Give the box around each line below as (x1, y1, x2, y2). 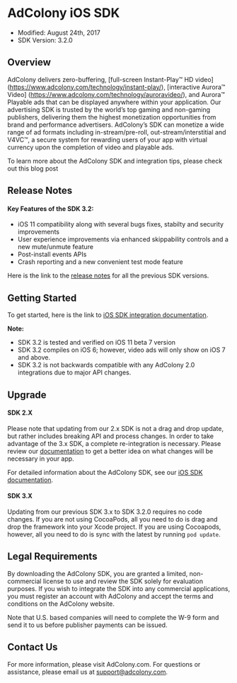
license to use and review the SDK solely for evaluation (42, 577, 204, 585)
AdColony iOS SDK (7, 5, 120, 21)
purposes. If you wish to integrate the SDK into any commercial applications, (7, 584, 231, 592)
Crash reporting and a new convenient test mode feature (17, 258, 183, 266)
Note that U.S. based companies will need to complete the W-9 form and (7, 613, 219, 621)
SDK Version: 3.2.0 (17, 35, 73, 44)
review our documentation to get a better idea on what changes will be (7, 447, 214, 455)
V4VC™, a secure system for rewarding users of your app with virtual (7, 135, 207, 144)
